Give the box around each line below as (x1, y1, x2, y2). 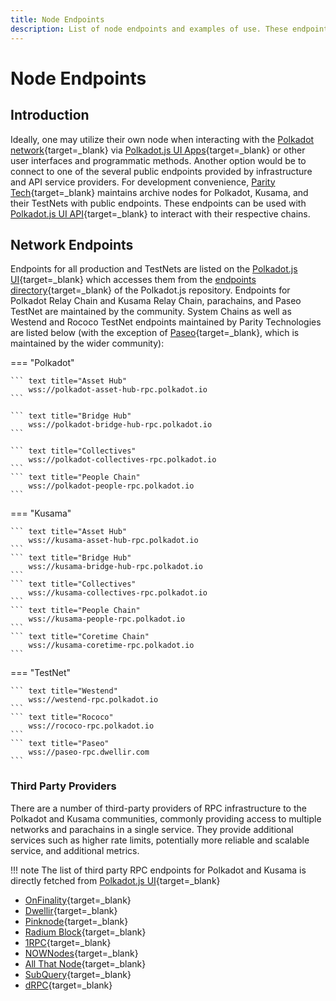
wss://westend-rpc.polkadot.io (28, 695, 159, 705)
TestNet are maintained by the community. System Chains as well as (10, 306, 292, 318)
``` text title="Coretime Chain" (10, 632, 150, 642)
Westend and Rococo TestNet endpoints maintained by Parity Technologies (10, 316, 322, 328)
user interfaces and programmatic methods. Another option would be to (10, 154, 307, 166)
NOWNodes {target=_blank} (24, 947, 139, 959)
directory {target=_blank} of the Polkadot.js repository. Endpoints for (10, 284, 291, 296)
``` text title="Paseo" (10, 739, 110, 749)
